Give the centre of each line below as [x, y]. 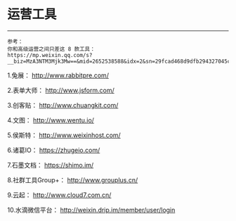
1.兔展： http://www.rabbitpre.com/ [58, 75]
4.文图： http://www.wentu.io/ [51, 120]
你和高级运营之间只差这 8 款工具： [51, 49]
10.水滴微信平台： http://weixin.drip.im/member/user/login [91, 210]
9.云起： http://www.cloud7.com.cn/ [59, 195]
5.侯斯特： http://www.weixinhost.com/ [64, 135]
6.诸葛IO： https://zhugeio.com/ [54, 150]
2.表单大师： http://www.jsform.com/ [61, 90]
